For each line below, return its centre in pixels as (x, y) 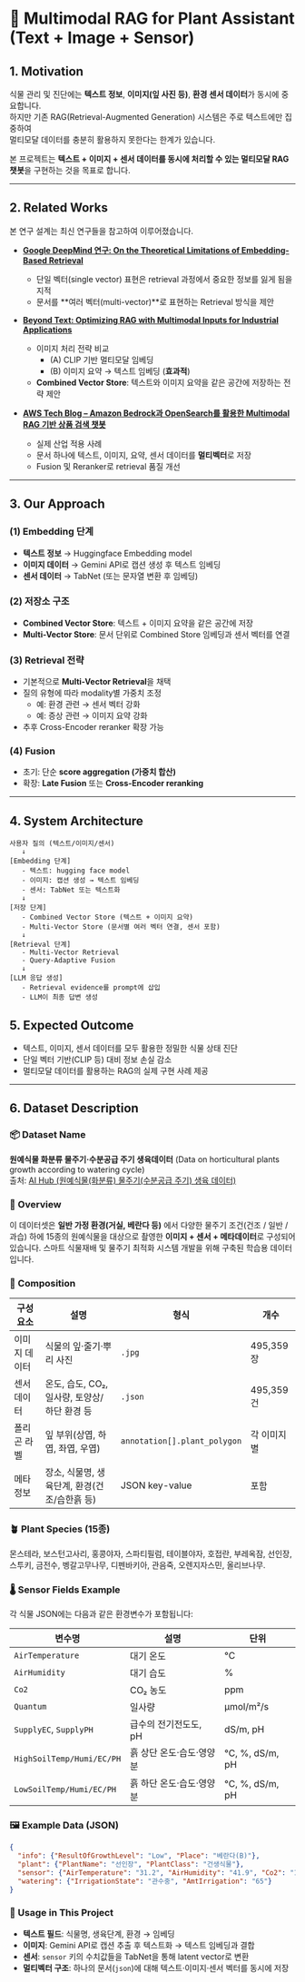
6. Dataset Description (74, 1108)
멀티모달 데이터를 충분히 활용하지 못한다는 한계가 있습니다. (113, 139)
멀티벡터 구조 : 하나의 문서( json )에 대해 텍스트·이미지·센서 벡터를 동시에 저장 (156, 1967)
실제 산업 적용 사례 (69, 443)
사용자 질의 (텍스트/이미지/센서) (62, 843)
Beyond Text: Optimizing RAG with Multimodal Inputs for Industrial (151, 320)
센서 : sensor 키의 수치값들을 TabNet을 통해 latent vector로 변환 (136, 1957)
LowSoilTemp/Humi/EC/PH (65, 1789)
